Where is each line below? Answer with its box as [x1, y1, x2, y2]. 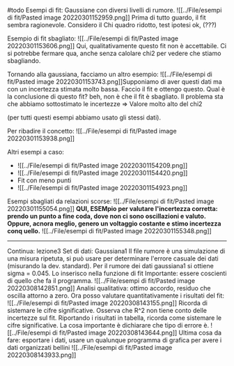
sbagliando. [7, 57, 41, 65]
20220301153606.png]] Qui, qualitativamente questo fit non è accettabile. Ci [7, 42, 227, 50]
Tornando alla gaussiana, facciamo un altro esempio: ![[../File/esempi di [7, 70, 212, 78]
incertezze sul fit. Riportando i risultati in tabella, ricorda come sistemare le [7, 314, 221, 322]
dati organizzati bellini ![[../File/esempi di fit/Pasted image [7, 344, 173, 351]
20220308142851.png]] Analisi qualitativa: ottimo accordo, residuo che [7, 284, 211, 292]
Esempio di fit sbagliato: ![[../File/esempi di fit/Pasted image [7, 34, 179, 43]
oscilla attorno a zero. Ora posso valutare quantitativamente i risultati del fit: [7, 291, 225, 300]
